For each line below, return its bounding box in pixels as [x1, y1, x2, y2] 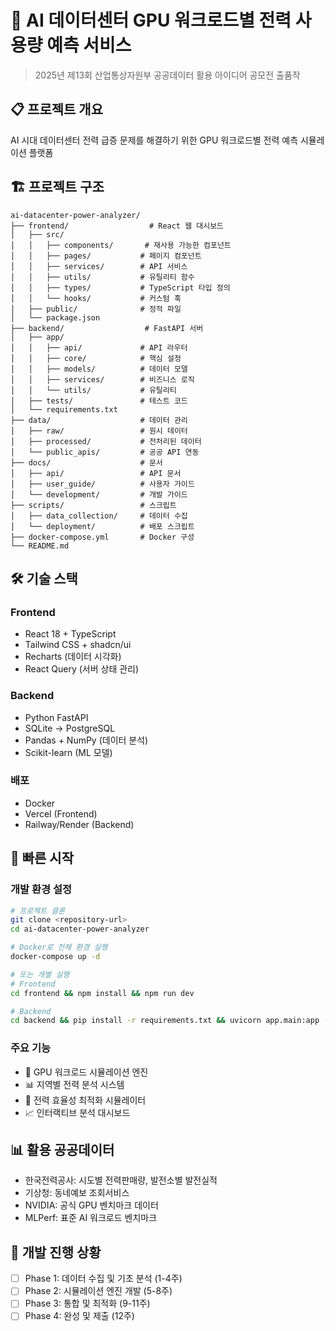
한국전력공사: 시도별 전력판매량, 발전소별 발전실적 [24, 1174, 218, 1186]
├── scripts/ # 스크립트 [10, 500, 177, 510]
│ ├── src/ [10, 229, 65, 240]
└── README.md [10, 541, 70, 551]
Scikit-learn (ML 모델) [24, 746, 113, 758]
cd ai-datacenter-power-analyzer [10, 924, 150, 935]
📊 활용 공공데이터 [10, 1141, 115, 1158]
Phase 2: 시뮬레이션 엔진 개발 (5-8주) [24, 1285, 173, 1297]
